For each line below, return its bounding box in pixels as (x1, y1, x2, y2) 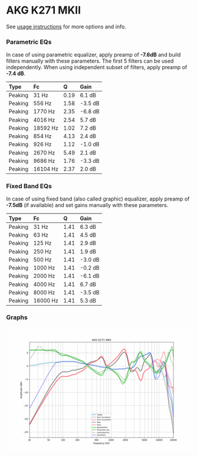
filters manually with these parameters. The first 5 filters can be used (6, 57, 174, 65)
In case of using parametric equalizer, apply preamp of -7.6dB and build (6, 51, 181, 58)
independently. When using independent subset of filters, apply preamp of (6, 64, 188, 71)
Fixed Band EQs (6, 182, 52, 190)
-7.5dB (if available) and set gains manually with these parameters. (6, 202, 169, 209)
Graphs (6, 313, 28, 322)
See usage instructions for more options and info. (6, 23, 127, 30)
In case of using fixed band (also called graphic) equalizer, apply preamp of (6, 195, 190, 202)
